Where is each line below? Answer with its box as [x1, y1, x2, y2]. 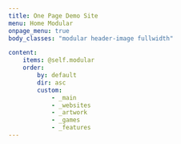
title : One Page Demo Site [8, 11, 99, 20]
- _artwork [50, 109, 88, 117]
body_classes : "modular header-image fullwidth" [8, 34, 174, 43]
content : [8, 49, 38, 57]
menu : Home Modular [8, 19, 74, 27]
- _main [50, 93, 78, 101]
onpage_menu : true [8, 27, 70, 35]
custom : [37, 86, 62, 94]
